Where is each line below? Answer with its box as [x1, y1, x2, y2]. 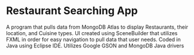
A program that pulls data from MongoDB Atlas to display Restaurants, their [6, 23, 189, 30]
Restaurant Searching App [6, 4, 138, 18]
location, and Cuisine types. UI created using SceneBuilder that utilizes [6, 29, 178, 36]
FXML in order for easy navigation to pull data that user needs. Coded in [6, 36, 181, 43]
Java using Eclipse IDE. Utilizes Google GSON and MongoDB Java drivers [6, 42, 184, 49]
